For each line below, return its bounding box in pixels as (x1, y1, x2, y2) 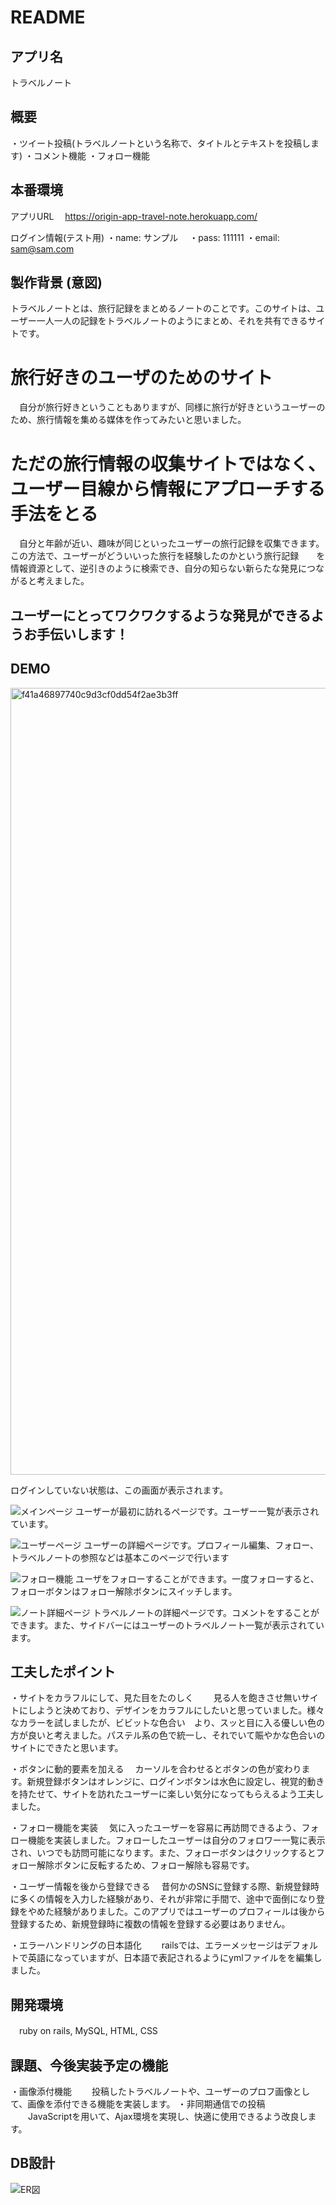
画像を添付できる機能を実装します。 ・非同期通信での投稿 (27, 2097, 266, 2110)
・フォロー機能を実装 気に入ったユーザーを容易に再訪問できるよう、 (10, 1822, 302, 1834)
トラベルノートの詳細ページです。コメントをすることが (92, 1606, 320, 1618)
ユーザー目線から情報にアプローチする (10, 477, 326, 500)
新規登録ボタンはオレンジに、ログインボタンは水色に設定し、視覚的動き (26, 1776, 325, 1788)
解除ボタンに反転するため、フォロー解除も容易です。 (36, 1859, 255, 1871)
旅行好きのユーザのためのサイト (10, 366, 273, 389)
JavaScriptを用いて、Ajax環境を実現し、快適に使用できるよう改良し (27, 2110, 308, 2122)
